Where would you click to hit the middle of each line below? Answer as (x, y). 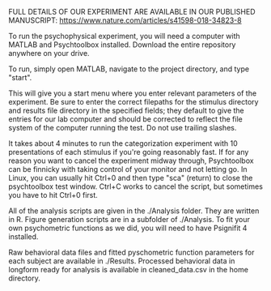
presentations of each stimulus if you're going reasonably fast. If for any (129, 152)
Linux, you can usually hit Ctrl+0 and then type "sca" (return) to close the (131, 178)
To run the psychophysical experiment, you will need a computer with (124, 36)
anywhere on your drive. (49, 53)
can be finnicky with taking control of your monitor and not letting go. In (128, 169)
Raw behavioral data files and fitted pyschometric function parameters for (131, 252)
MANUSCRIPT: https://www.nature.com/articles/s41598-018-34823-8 (125, 20)
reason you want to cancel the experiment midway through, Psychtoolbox (131, 160)
